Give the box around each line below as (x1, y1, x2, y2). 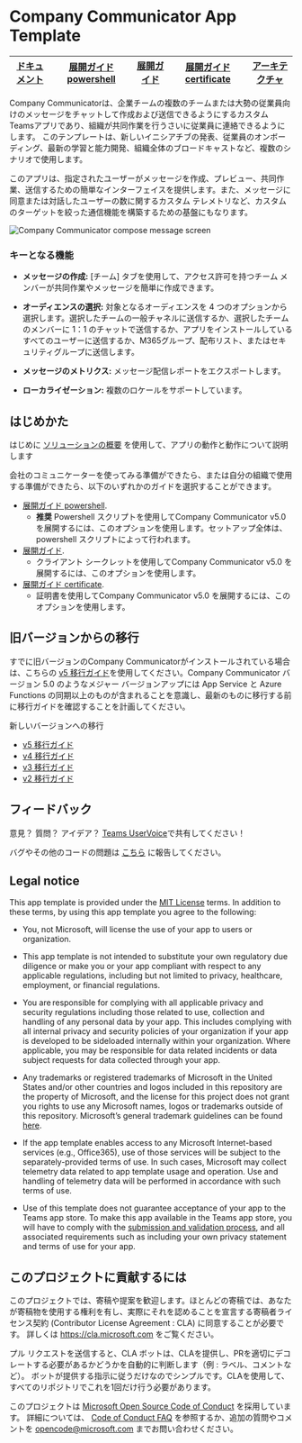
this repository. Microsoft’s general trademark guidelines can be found (22, 1111, 283, 1121)
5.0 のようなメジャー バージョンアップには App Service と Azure (42, 678, 282, 689)
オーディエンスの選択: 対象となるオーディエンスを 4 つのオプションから (22, 302, 288, 313)
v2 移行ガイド (22, 773, 75, 784)
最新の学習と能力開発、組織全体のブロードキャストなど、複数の (48, 142, 284, 153)
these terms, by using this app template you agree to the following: (9, 907, 257, 918)
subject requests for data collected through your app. (22, 1055, 221, 1066)
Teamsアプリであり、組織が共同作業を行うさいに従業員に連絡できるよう (9, 120, 278, 131)
